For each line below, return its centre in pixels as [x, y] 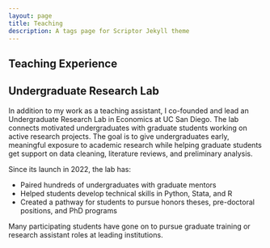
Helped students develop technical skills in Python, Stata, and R [126, 193]
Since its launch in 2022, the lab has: [70, 169]
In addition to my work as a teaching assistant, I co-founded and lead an [129, 111]
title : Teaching [36, 23]
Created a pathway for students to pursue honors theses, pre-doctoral [137, 202]
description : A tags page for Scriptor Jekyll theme [99, 31]
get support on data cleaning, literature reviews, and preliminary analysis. [131, 153]
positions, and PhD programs [68, 210]
